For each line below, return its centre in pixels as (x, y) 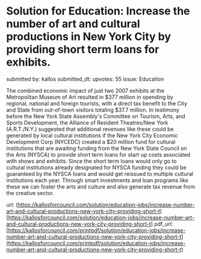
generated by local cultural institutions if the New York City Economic (92, 135)
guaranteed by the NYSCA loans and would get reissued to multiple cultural (100, 173)
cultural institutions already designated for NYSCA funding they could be (96, 167)
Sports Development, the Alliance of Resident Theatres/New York (87, 122)
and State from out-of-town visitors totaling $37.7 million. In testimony (93, 110)
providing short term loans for (83, 50)
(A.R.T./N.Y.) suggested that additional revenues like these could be (90, 129)
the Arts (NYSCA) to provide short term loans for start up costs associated (98, 154)
